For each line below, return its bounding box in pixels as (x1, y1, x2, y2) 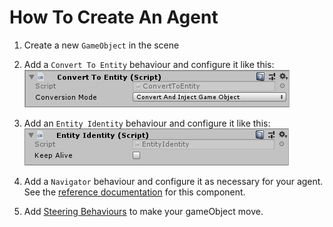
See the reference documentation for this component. (23, 186, 246, 198)
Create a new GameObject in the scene (23, 39, 180, 51)
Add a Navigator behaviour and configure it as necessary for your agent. (23, 175, 324, 187)
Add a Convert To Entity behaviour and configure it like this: (23, 58, 275, 70)
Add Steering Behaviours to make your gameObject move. (23, 205, 264, 217)
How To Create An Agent (9, 6, 219, 29)
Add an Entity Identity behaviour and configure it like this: (23, 117, 271, 129)
